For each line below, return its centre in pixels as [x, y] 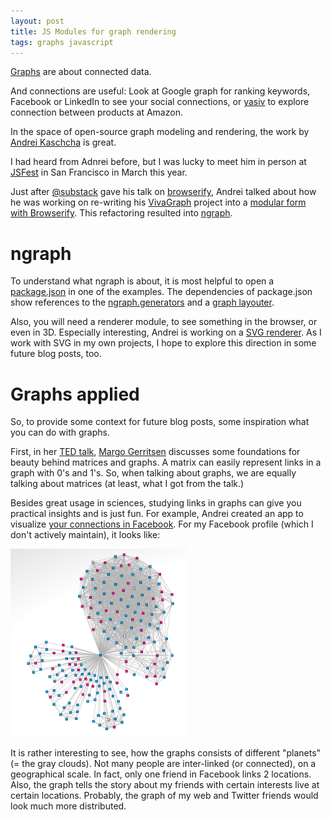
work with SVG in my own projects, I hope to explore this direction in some [163, 343]
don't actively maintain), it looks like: [85, 535]
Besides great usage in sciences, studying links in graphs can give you [156, 503]
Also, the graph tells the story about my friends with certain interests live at [165, 785]
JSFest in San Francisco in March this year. [99, 172]
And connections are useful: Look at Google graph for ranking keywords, [160, 91]
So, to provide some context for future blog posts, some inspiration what [160, 422]
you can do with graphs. [60, 432]
